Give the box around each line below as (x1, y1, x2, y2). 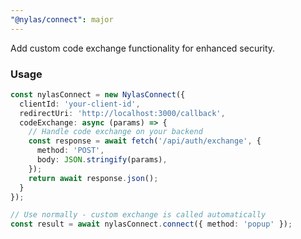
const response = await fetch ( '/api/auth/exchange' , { (28, 136, 262, 146)
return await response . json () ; (28, 173, 159, 183)
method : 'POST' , (36, 146, 105, 156)
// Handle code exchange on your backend (28, 127, 203, 137)
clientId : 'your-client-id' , (19, 99, 141, 109)
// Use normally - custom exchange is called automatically (10, 210, 267, 220)
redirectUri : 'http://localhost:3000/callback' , (19, 108, 226, 118)
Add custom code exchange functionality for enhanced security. (10, 42, 276, 54)
